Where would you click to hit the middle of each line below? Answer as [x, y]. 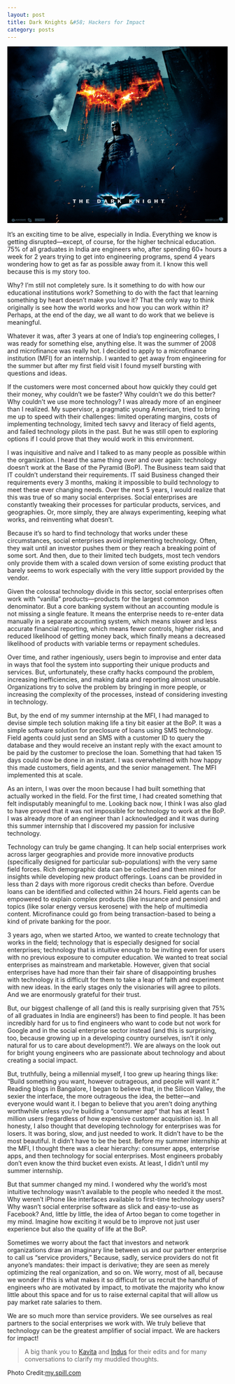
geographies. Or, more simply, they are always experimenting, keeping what [117, 513]
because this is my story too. [49, 272]
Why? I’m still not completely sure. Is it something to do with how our [106, 285]
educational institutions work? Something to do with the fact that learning [113, 293]
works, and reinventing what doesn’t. [60, 520]
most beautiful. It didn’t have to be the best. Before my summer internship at [117, 1141]
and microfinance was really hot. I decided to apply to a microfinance [107, 351]
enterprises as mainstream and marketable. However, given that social [108, 965]
